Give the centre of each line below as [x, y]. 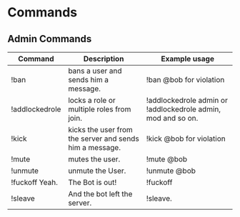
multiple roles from [99, 109]
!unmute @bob [171, 171]
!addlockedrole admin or [187, 100]
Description [104, 59]
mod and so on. [172, 118]
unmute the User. [97, 171]
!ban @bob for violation [185, 80]
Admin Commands [50, 39]
